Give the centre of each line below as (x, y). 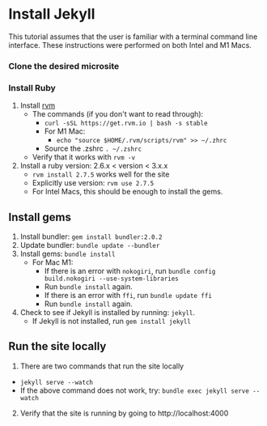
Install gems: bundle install (68, 253)
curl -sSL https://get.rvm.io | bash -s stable (126, 124)
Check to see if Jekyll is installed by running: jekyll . (108, 312)
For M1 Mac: (65, 131)
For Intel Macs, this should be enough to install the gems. (127, 192)
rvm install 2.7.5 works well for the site (101, 174)
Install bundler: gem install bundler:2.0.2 (91, 236)
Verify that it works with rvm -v (84, 157)
